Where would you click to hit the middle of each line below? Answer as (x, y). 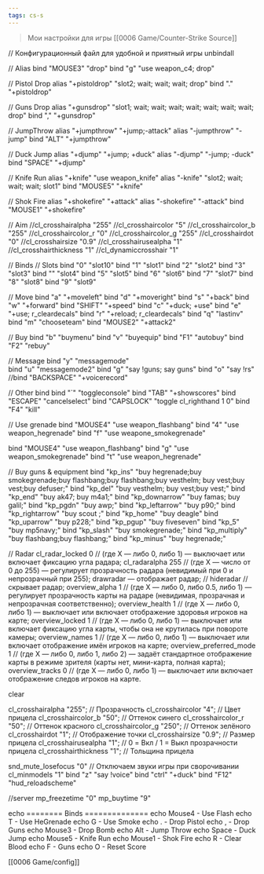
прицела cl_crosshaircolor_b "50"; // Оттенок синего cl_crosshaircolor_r (126, 717)
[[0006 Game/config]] (44, 861)
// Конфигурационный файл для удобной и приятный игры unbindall (121, 53)
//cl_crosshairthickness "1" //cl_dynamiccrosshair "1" (93, 250)
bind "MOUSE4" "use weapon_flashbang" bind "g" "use (99, 448)
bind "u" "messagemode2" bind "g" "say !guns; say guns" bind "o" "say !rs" (132, 369)
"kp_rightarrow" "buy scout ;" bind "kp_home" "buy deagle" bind (113, 513)
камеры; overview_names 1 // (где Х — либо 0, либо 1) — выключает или (129, 637)
